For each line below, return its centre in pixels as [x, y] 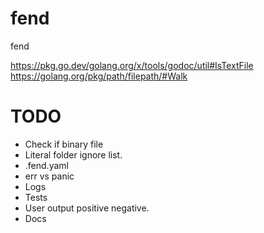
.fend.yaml [46, 165]
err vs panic [49, 176]
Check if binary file [64, 144]
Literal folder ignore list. [73, 154]
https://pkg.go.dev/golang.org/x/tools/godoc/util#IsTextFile [132, 65]
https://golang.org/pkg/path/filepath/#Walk [99, 76]
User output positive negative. [87, 208]
